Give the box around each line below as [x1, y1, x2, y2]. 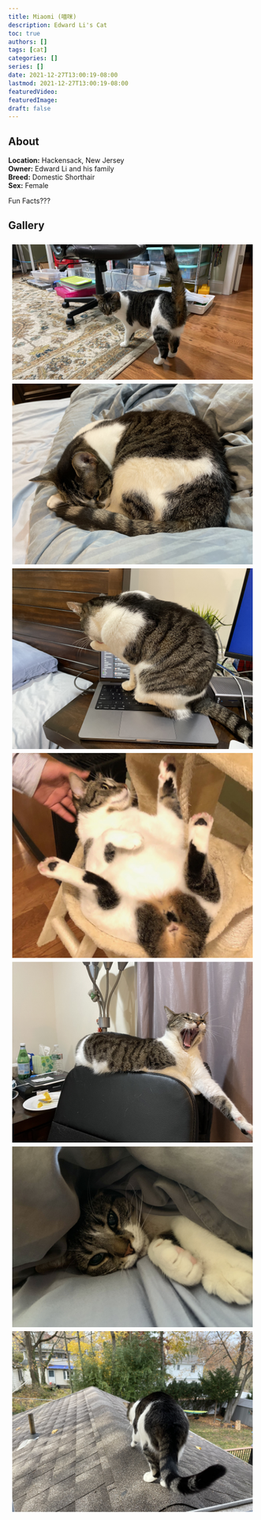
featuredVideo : [8, 88, 58, 96]
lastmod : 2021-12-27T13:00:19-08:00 [8, 79, 129, 87]
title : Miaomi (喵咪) [8, 13, 77, 21]
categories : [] [8, 55, 58, 62]
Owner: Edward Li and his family [8, 164, 114, 174]
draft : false [8, 104, 51, 112]
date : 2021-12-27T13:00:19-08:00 [8, 71, 118, 79]
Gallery [8, 219, 45, 232]
